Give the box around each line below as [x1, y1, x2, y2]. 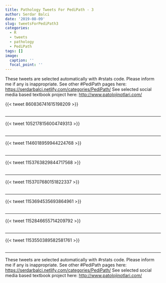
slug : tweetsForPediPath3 [5, 21, 58, 26]
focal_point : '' [9, 62, 43, 67]
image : [5, 53, 19, 58]
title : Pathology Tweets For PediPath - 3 [5, 7, 94, 12]
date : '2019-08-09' [5, 16, 45, 21]
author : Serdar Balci [5, 12, 50, 17]
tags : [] [5, 48, 23, 53]
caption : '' [9, 58, 35, 63]
